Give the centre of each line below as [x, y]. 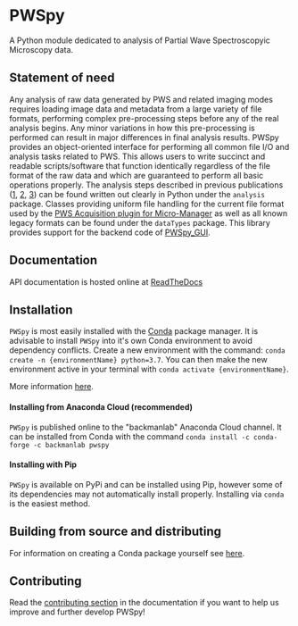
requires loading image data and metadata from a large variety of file [136, 109]
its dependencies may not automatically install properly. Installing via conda [147, 494]
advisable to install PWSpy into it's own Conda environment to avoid [131, 341]
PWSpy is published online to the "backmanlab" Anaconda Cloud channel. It [146, 427]
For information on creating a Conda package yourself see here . [127, 553]
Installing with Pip [43, 464]
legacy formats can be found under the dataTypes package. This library [140, 222]
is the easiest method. [50, 503]
